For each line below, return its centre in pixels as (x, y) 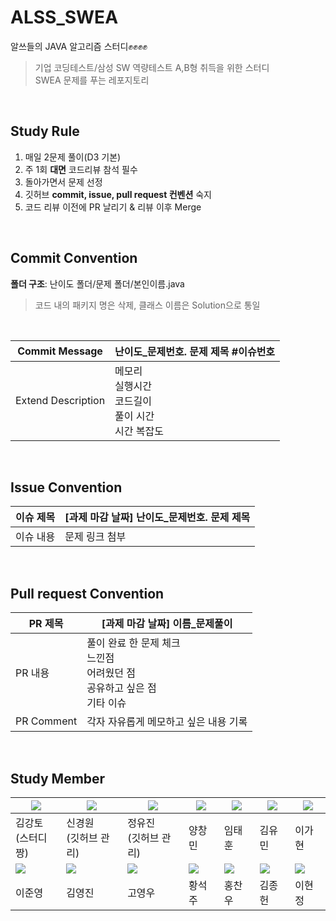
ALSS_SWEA (64, 17)
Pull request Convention (87, 593)
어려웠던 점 (111, 673)
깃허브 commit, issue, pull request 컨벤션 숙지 (118, 194)
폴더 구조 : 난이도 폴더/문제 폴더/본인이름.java (97, 283)
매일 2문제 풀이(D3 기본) (73, 157)
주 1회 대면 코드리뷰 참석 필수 (81, 169)
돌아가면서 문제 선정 (63, 182)
